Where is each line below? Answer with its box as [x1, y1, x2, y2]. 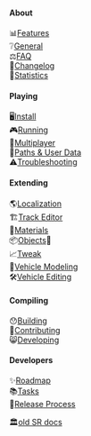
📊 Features [9, 28, 50, 39]
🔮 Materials [9, 224, 49, 235]
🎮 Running [9, 124, 49, 135]
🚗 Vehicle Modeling [9, 261, 79, 272]
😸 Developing [9, 334, 60, 345]
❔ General [9, 41, 43, 51]
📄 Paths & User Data [9, 147, 82, 158]
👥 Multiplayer [9, 138, 56, 149]
